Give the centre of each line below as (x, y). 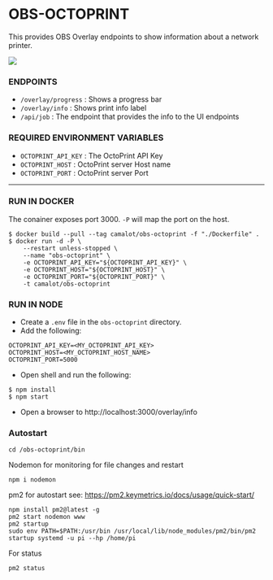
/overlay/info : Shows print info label (83, 108)
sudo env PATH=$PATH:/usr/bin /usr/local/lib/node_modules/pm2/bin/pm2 (132, 531)
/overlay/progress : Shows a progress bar (91, 99)
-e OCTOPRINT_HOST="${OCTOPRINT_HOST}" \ (94, 269)
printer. (20, 45)
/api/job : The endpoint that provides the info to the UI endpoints (130, 117)
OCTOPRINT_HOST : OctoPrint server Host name (95, 164)
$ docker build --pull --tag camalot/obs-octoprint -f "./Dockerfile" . (134, 234)
